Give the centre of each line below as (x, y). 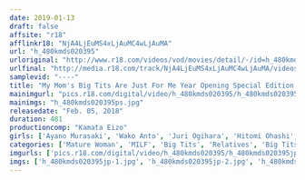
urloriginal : (34, 60)
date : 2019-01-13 (42, 18)
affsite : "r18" (38, 35)
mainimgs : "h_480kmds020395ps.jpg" (77, 102)
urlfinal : (28, 69)
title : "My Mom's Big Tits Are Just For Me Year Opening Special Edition (152, 85)
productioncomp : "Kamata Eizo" (69, 128)
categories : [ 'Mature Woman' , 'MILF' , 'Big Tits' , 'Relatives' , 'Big (144, 145)
